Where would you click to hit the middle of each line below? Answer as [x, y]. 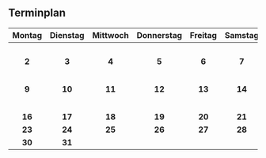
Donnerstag [160, 35]
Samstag [242, 35]
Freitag [203, 35]
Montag [27, 35]
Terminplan [37, 13]
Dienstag [67, 35]
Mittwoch [110, 35]
